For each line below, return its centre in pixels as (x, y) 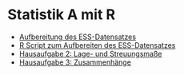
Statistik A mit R (62, 15)
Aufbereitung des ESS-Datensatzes (78, 37)
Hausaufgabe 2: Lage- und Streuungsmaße (90, 53)
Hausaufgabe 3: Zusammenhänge (75, 62)
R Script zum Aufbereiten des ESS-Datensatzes (97, 45)
